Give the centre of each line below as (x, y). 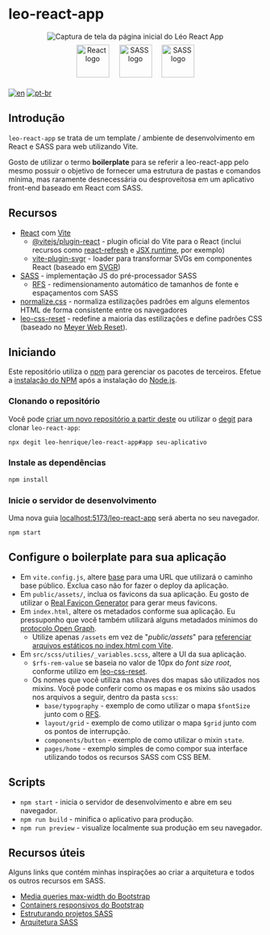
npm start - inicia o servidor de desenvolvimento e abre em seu (126, 802)
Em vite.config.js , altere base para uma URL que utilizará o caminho (136, 577)
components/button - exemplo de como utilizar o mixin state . (144, 740)
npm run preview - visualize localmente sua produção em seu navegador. (141, 828)
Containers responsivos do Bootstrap (82, 905)
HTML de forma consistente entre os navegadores (104, 310)
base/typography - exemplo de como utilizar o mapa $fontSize (147, 705)
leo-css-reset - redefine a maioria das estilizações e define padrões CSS (141, 318)
